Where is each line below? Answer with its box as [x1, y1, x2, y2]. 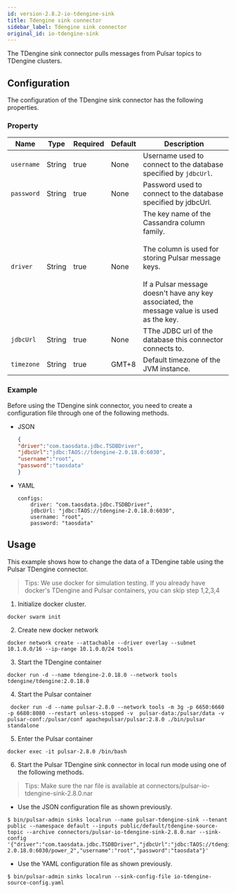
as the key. [143, 315, 179, 325]
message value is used [143, 306, 219, 316]
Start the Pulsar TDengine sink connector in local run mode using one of [17, 760, 227, 768]
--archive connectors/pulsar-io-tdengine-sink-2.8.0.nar [25, 828, 197, 835]
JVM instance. [143, 364, 191, 374]
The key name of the [143, 209, 211, 219]
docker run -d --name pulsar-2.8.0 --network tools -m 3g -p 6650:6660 [10, 704, 225, 711]
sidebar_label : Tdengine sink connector [7, 23, 128, 30]
